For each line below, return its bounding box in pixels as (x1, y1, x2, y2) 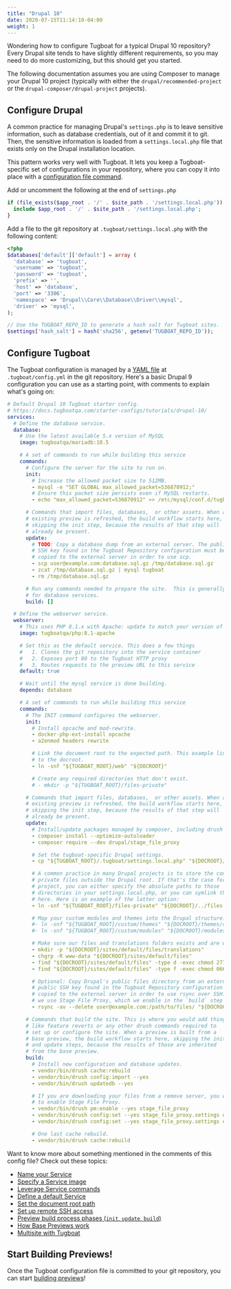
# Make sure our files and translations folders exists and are (32, 940, 220, 947)
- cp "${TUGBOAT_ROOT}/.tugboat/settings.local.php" (32, 858, 186, 865)
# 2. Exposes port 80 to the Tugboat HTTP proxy (19, 655, 168, 662)
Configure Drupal (7, 104, 83, 116)
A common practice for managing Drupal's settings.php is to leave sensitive (7, 123, 223, 131)
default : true (19, 668, 60, 675)
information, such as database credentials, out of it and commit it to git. (7, 130, 210, 138)
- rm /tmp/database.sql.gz (32, 573, 109, 579)
